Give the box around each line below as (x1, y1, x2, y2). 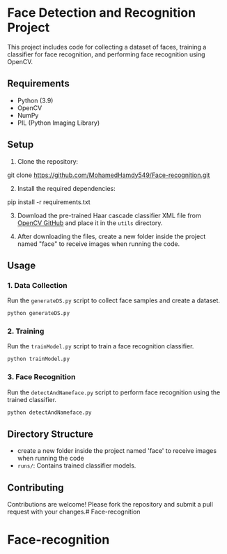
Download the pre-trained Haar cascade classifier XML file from (17, 211, 202, 220)
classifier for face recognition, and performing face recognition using (7, 50, 205, 59)
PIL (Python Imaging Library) (17, 118, 100, 127)
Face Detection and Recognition (7, 5, 196, 21)
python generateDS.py (7, 310, 70, 317)
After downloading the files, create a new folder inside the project (17, 232, 206, 240)
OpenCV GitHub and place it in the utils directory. (17, 218, 163, 227)
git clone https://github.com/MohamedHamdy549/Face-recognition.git (7, 171, 210, 179)
